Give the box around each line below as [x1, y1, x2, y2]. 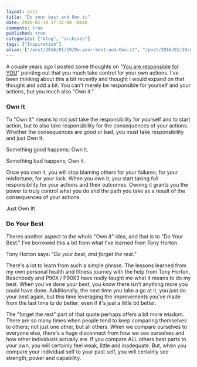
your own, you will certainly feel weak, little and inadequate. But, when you [6, 342, 186, 349]
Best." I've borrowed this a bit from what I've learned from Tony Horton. [6, 239, 179, 247]
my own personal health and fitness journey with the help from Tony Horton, [6, 268, 191, 275]
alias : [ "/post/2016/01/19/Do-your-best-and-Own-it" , [6, 47, 141, 53]
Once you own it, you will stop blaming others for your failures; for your [6, 169, 178, 176]
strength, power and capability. [6, 355, 81, 362]
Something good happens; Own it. [6, 146, 89, 153]
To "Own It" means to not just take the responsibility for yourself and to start [6, 116, 191, 123]
